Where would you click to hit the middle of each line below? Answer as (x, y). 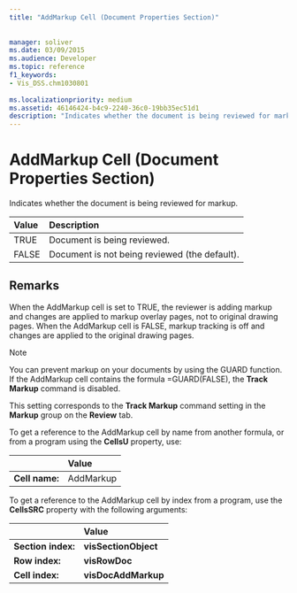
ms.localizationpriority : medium (71, 100)
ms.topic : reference (47, 67)
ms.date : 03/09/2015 (47, 50)
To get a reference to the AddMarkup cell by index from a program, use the (146, 500)
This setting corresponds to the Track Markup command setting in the (137, 405)
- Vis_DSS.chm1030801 (49, 83)
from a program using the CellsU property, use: (95, 441)
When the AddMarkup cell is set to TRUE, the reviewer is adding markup (141, 307)
